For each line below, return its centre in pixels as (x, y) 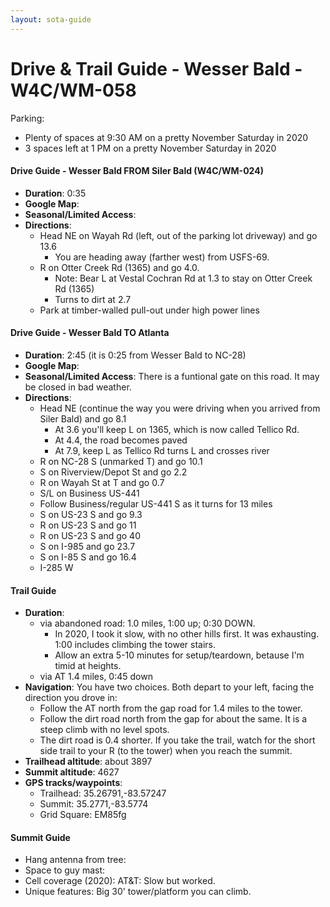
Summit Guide (40, 837)
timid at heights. (88, 666)
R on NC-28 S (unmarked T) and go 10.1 (121, 461)
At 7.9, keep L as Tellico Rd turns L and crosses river (162, 450)
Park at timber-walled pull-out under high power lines (149, 310)
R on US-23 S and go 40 (90, 535)
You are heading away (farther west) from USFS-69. (162, 257)
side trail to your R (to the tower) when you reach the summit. (166, 751)
